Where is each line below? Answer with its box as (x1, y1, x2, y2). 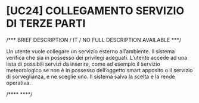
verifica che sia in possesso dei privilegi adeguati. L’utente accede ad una (6, 54, 188, 61)
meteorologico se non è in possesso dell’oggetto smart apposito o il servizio (6, 66, 193, 73)
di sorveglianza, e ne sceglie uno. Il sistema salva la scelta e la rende (6, 73, 175, 80)
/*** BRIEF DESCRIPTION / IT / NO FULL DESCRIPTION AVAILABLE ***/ (6, 36, 182, 43)
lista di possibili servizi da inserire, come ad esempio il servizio (6, 60, 161, 67)
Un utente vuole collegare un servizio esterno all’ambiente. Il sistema (6, 47, 175, 54)
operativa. (6, 79, 31, 86)
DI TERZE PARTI (6, 17, 86, 30)
